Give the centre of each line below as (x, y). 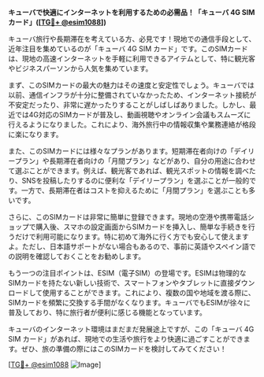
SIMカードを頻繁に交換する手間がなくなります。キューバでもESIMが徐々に (129, 303)
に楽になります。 (35, 134)
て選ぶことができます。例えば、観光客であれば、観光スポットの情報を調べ (129, 171)
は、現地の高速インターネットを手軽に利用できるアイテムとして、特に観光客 (132, 59)
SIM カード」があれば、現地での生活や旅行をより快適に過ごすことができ (126, 339)
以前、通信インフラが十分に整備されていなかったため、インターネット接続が (132, 95)
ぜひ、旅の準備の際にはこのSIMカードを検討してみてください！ (124, 349)
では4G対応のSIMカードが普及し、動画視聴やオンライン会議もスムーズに (133, 115)
